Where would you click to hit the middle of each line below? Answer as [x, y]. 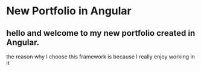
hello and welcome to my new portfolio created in [101, 33]
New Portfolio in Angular [69, 11]
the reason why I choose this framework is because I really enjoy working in [101, 57]
